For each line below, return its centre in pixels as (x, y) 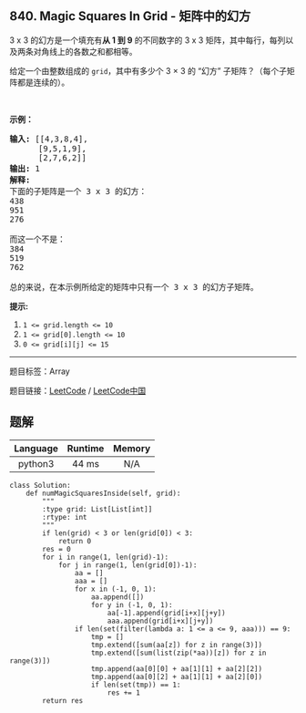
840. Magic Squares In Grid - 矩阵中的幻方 (130, 16)
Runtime (86, 448)
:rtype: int (65, 517)
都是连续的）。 (43, 82)
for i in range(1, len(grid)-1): (106, 557)
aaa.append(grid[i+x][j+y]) (160, 621)
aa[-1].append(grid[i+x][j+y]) (166, 613)
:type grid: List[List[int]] (97, 509)
